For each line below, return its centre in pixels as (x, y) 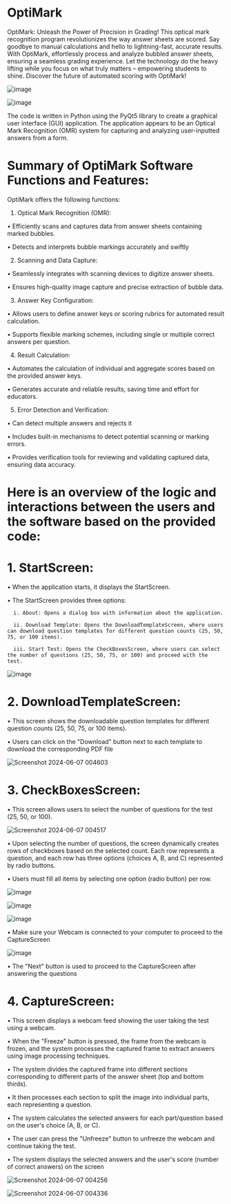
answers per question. (39, 341)
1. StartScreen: (51, 568)
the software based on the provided (111, 522)
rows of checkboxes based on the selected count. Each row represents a (111, 850)
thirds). (17, 1083)
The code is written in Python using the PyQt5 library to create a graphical (112, 116)
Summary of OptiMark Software (100, 166)
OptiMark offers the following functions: (64, 199)
